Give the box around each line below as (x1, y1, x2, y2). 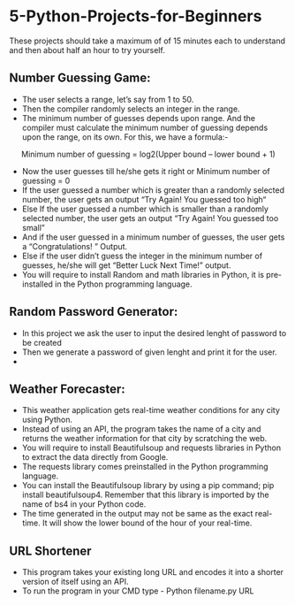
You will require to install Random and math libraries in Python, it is (21, 269, 265, 280)
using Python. (21, 414, 73, 425)
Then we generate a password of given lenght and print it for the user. (21, 347, 277, 357)
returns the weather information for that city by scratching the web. (21, 433, 268, 444)
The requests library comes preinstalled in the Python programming (21, 462, 269, 472)
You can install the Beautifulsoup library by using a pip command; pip (21, 480, 275, 491)
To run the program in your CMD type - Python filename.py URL (21, 586, 254, 596)
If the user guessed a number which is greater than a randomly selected (21, 184, 285, 195)
